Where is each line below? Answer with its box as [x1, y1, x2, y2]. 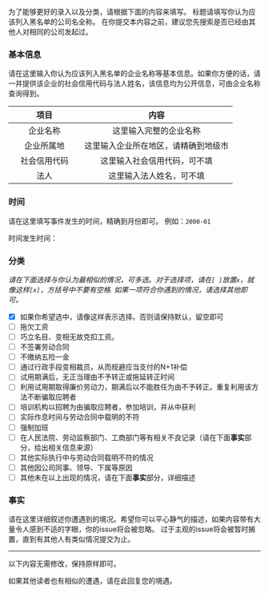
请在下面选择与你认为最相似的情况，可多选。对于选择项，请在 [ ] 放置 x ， [8, 275, 247, 284]
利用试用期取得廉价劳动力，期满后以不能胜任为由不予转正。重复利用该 [19, 382, 252, 392]
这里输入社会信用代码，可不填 [100, 155, 214, 167]
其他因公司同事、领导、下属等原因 [19, 462, 133, 472]
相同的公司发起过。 [29, 27, 93, 36]
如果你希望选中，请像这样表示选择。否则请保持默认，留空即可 [19, 312, 224, 321]
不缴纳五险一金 [19, 352, 70, 362]
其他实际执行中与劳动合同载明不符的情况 [19, 452, 154, 462]
